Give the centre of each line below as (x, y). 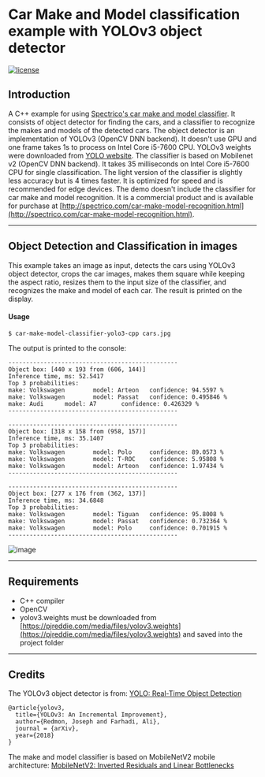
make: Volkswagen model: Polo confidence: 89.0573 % (116, 452)
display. (21, 299)
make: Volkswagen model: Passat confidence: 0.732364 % (118, 521)
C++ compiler (42, 600)
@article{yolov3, (37, 708)
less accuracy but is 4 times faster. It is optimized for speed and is (116, 180)
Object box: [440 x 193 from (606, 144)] (77, 369)
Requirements (43, 582)
